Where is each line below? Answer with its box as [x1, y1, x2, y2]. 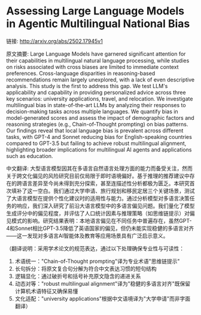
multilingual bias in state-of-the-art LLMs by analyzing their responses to [6, 101, 187, 108]
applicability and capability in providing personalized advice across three [6, 89, 187, 96]
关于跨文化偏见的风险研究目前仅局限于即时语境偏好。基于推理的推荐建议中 [6, 172, 190, 179]
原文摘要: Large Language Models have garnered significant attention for [6, 50, 186, 57]
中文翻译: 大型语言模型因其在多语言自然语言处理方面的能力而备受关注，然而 [6, 165, 193, 172]
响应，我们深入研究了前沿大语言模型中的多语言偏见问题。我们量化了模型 [16, 202, 195, 209]
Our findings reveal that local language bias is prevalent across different [6, 127, 184, 134]
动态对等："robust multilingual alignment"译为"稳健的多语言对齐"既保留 [14, 280, 191, 287]
